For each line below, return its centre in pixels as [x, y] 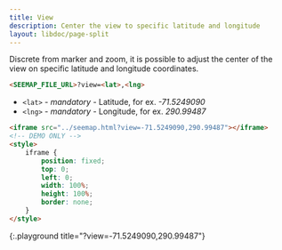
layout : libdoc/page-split [59, 34]
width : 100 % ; [65, 186]
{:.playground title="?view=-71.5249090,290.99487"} [108, 236]
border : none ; [67, 202]
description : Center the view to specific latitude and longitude [135, 26]
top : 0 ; [55, 169]
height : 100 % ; [67, 194]
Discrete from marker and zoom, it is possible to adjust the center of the [141, 60]
